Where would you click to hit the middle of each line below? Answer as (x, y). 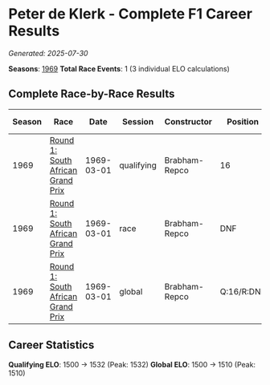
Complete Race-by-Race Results (92, 94)
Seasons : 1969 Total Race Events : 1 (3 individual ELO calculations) (119, 68)
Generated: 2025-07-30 (48, 53)
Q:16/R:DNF (243, 291)
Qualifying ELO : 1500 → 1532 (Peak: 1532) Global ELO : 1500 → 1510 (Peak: (132, 364)
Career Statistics (51, 345)
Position (243, 121)
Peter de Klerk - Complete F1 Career (131, 14)
